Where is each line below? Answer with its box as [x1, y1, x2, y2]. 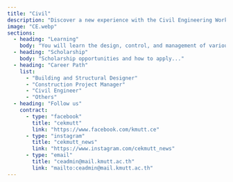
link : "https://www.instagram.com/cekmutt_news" [32, 145, 175, 152]
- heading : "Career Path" [13, 62, 89, 69]
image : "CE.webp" [7, 23, 58, 30]
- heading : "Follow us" [13, 100, 82, 107]
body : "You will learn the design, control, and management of [19, 42, 207, 49]
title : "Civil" [7, 10, 51, 17]
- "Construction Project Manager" [25, 81, 126, 88]
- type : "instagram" [25, 132, 85, 139]
